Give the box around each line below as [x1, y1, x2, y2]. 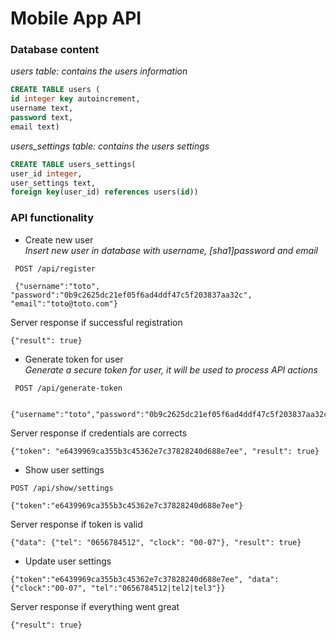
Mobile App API [10, 7, 142, 30]
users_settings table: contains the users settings [10, 140, 210, 152]
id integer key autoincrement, [10, 94, 141, 104]
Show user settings [24, 463, 105, 476]
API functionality [10, 211, 94, 225]
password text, [10, 113, 74, 123]
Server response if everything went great [10, 600, 180, 612]
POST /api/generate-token [14, 383, 123, 393]
